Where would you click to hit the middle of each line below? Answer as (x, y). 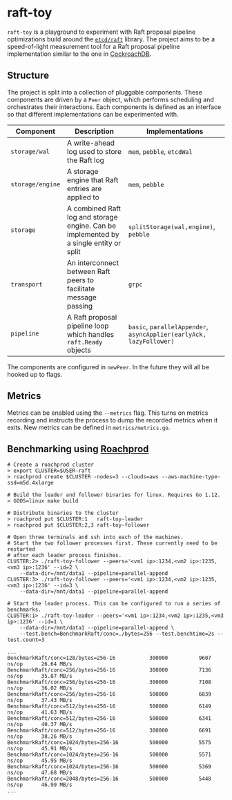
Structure (28, 76)
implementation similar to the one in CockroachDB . (79, 54)
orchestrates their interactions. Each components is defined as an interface (114, 107)
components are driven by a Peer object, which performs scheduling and (110, 99)
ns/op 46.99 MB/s (40, 785)
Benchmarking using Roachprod (78, 449)
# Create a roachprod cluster (51, 465)
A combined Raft (94, 208)
